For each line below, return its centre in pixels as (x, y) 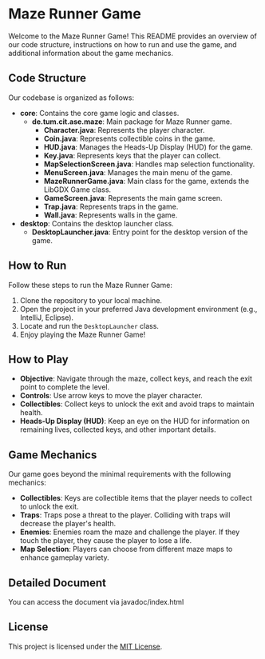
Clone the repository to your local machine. (91, 300)
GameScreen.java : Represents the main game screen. (133, 198)
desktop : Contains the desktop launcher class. (97, 223)
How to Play (39, 359)
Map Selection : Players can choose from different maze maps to (126, 549)
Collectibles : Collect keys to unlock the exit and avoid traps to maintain (137, 404)
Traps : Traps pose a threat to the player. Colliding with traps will (125, 515)
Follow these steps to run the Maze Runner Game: (91, 285)
